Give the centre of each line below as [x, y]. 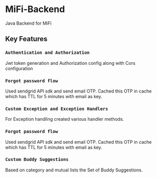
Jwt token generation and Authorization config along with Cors [70, 63]
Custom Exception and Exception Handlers [57, 109]
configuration [19, 68]
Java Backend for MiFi [28, 23]
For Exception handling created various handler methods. [65, 119]
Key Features [26, 39]
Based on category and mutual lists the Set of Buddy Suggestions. [74, 170]
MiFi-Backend [35, 9]
